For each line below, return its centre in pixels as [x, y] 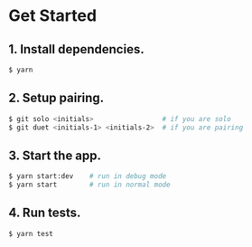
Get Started [52, 16]
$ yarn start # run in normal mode [89, 185]
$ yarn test [31, 233]
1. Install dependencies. [77, 49]
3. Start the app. [55, 155]
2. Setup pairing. [56, 98]
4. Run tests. [45, 213]
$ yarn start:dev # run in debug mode [88, 176]
